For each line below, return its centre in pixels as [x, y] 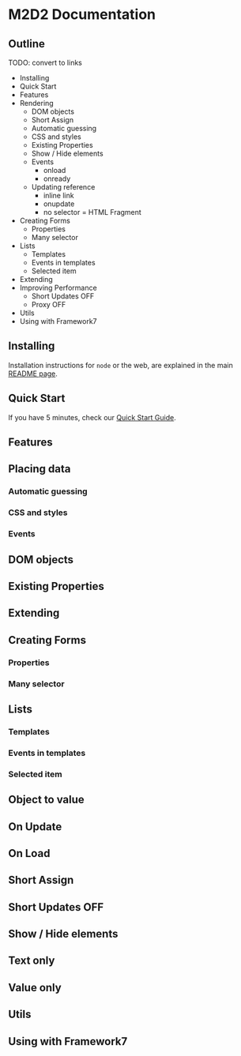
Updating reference [63, 187]
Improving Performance [58, 287]
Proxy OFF [49, 304]
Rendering [36, 103]
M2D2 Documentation [82, 15]
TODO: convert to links [45, 62]
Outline [26, 44]
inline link [58, 195]
